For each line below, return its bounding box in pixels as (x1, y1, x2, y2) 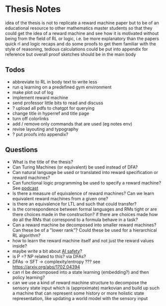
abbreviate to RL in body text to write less (12, 79, 98, 85)
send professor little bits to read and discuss (12, 100, 104, 106)
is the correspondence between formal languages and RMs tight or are (12, 206, 157, 212)
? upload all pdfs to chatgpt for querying (12, 105, 95, 111)
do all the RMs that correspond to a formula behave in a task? (12, 217, 138, 222)
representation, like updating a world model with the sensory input (12, 295, 148, 301)
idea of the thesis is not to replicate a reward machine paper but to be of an (5, 20, 160, 26)
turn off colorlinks (12, 115, 49, 122)
